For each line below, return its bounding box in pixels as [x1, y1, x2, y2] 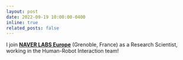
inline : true [6, 19, 38, 25]
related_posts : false [6, 25, 60, 31]
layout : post [6, 8, 38, 15]
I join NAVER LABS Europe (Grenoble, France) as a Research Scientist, [6, 41, 178, 48]
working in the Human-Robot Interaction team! [6, 48, 119, 55]
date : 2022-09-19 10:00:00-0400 [6, 14, 86, 20]
